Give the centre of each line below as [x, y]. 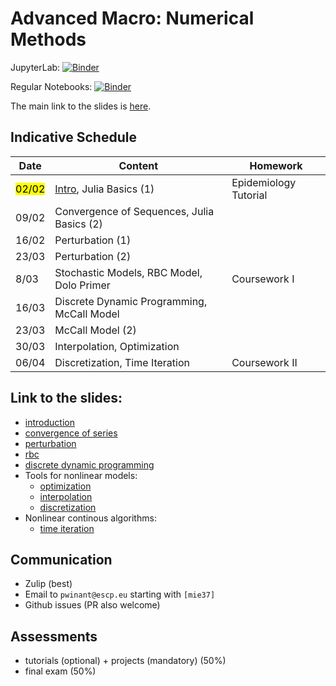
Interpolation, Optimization [117, 346]
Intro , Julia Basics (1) [104, 189]
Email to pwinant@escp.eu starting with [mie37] [120, 594]
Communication [61, 559]
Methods [48, 39]
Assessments [54, 636]
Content [138, 165]
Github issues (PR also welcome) [92, 605]
